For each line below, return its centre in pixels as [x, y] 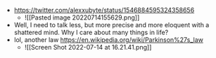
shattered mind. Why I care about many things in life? [91, 32]
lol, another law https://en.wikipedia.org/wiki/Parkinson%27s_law [109, 40]
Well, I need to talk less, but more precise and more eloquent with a [112, 25]
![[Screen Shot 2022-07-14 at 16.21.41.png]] [88, 47]
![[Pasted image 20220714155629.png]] [82, 17]
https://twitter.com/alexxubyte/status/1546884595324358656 [104, 10]
